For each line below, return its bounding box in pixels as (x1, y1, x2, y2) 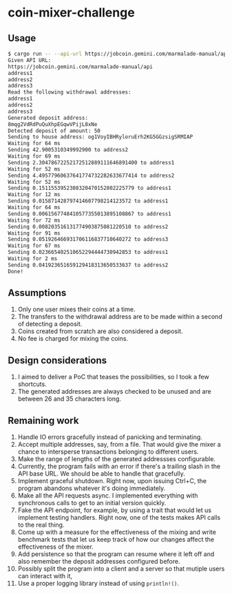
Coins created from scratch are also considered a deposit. (17, 327, 183, 335)
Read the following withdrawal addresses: (8, 89, 131, 96)
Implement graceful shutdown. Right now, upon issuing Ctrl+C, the (17, 477, 207, 485)
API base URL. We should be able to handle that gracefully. (17, 469, 185, 478)
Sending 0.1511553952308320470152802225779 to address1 (8, 184, 171, 192)
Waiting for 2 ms (8, 255, 58, 262)
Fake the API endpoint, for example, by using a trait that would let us (17, 506, 212, 514)
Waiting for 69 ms (8, 153, 61, 160)
